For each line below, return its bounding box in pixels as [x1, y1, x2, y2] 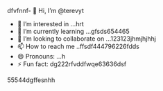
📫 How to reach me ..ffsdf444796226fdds [17, 42, 140, 50]
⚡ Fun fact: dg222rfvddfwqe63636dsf [17, 60, 127, 68]
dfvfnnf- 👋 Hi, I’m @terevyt [7, 7, 85, 14]
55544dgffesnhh [7, 76, 55, 84]
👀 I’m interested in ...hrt [17, 20, 85, 28]
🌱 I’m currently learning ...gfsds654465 [17, 28, 130, 35]
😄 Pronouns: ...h [17, 52, 66, 60]
